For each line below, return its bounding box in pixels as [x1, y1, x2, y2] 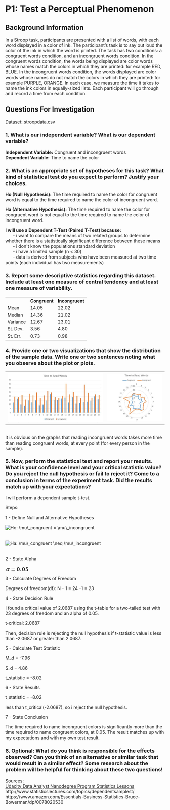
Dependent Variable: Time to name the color [5, 155, 100, 161]
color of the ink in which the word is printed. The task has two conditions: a [5, 48, 162, 53]
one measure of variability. [5, 285, 73, 292]
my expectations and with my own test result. [5, 734, 100, 741]
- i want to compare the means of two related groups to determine [12, 233, 151, 239]
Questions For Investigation [5, 105, 95, 114]
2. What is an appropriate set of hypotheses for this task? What [5, 167, 164, 174]
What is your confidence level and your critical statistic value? [5, 464, 162, 471]
